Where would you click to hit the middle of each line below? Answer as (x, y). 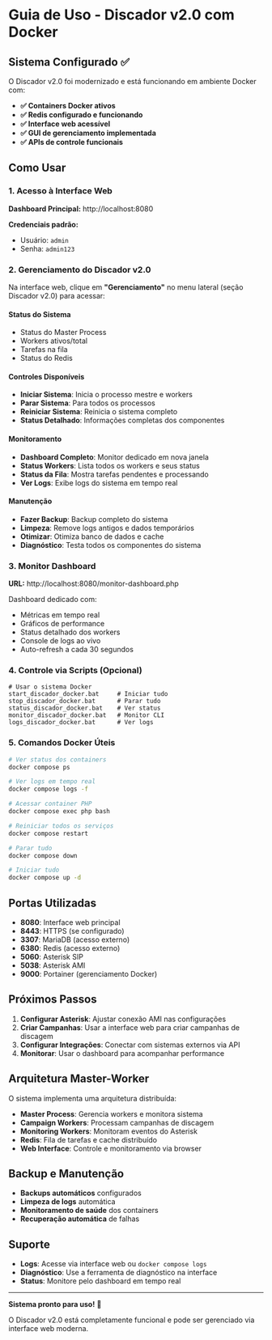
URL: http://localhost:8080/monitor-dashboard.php (94, 583)
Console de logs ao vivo (60, 641)
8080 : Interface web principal (70, 922)
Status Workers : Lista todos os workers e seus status (110, 465)
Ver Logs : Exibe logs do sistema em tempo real (99, 482)
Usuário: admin (44, 240)
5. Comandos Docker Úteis (62, 743)
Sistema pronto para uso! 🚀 (55, 1304)
